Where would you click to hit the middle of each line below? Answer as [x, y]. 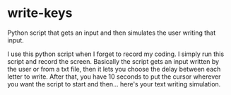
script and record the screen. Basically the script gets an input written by [113, 61]
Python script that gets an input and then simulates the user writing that [112, 33]
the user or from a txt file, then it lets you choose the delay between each [114, 69]
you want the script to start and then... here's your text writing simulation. [114, 84]
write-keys [40, 13]
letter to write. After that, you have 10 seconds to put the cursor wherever [114, 77]
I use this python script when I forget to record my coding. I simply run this [116, 54]
